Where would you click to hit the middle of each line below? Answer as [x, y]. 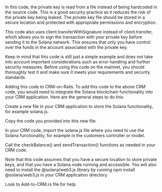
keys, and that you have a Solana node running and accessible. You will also [81, 165]
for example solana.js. [27, 112]
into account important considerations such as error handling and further [78, 62]
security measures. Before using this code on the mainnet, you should [75, 67]
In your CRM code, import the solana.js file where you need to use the [74, 130]
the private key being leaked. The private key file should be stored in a [75, 17]
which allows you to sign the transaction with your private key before [74, 37]
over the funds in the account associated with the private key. [66, 47]
